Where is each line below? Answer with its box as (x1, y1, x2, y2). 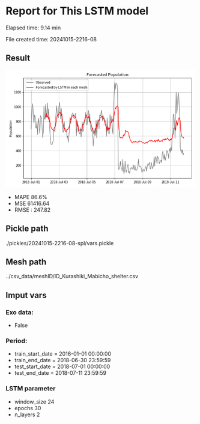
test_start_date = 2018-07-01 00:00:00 (14, 363, 111, 370)
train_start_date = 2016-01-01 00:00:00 (14, 350, 112, 357)
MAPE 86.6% (14, 193, 47, 200)
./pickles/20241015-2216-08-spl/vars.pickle (5, 239, 114, 246)
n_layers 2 (14, 411, 40, 418)
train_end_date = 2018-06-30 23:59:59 (14, 357, 111, 364)
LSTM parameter (5, 384, 56, 393)
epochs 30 (14, 404, 41, 411)
